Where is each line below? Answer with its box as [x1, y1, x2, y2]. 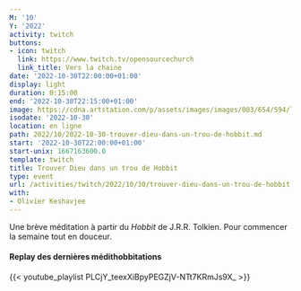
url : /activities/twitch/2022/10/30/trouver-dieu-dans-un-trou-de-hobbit [9, 181, 291, 190]
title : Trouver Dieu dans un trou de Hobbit [9, 163, 178, 172]
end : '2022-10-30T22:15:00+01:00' [9, 96, 139, 106]
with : [9, 189, 30, 198]
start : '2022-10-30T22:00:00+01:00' [9, 138, 146, 147]
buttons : [9, 38, 42, 48]
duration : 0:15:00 [9, 88, 78, 97]
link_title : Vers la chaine [17, 64, 123, 73]
